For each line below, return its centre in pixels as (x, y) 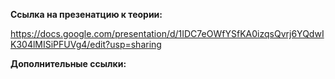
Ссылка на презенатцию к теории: (86, 14)
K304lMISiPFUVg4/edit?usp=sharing (86, 44)
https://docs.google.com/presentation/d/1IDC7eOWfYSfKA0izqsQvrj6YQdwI (167, 33)
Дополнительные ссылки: (68, 63)
